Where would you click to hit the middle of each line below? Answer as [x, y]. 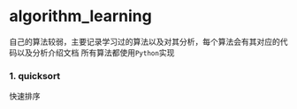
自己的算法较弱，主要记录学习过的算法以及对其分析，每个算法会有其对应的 [145, 41]
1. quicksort [35, 76]
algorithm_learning [80, 16]
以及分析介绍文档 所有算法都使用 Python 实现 [95, 52]
